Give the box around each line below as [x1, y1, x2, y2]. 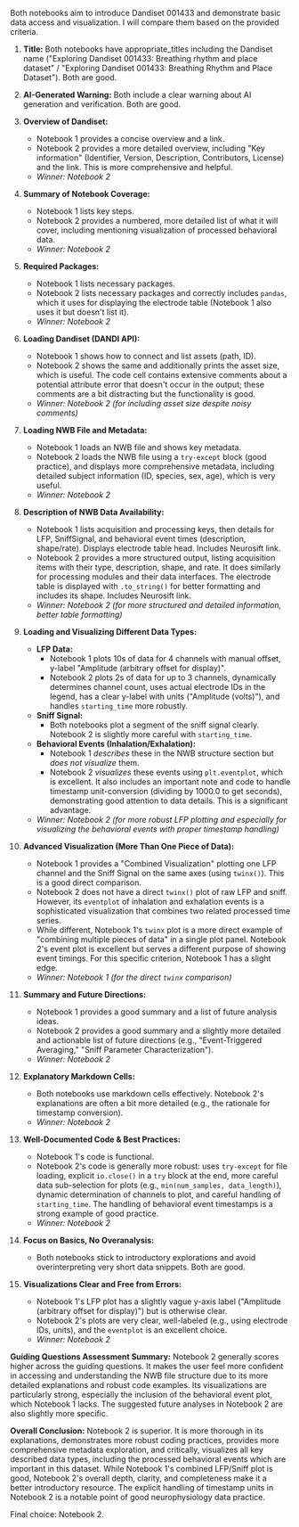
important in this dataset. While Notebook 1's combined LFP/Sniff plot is [10, 1464, 274, 1474]
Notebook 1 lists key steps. [36, 206, 134, 217]
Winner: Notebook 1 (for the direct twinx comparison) [36, 972, 232, 982]
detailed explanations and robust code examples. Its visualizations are [10, 1380, 268, 1390]
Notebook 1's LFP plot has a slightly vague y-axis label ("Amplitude [36, 1296, 281, 1307]
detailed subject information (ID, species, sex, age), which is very [36, 471, 276, 480]
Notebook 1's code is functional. [36, 1152, 155, 1162]
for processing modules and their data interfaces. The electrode [36, 571, 271, 582]
